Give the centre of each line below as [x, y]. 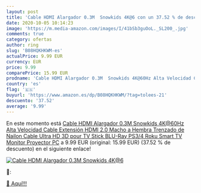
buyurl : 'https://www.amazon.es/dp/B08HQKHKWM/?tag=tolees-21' [87, 95]
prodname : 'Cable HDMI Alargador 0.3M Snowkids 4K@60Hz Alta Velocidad [99, 78]
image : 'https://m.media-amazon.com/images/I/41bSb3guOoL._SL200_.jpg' [97, 28]
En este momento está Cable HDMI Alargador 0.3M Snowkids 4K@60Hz [95, 123]
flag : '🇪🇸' [21, 90]
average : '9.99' [26, 106]
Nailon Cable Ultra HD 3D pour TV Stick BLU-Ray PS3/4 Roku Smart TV [94, 136]
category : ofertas [29, 39]
